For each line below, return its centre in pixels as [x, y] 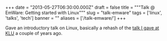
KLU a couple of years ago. [34, 33]
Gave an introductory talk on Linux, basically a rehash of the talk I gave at [82, 28]
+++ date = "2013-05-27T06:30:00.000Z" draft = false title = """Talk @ [80, 7]
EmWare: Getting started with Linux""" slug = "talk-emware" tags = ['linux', [84, 13]
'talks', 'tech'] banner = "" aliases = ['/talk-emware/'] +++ [66, 18]
